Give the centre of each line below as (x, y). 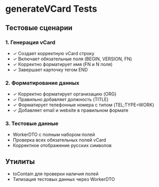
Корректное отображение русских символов (62, 146)
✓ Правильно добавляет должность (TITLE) (61, 100)
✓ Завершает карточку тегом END (50, 69)
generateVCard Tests (51, 9)
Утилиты (20, 161)
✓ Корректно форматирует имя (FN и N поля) (63, 64)
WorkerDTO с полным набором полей (54, 135)
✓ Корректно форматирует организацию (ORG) (64, 94)
